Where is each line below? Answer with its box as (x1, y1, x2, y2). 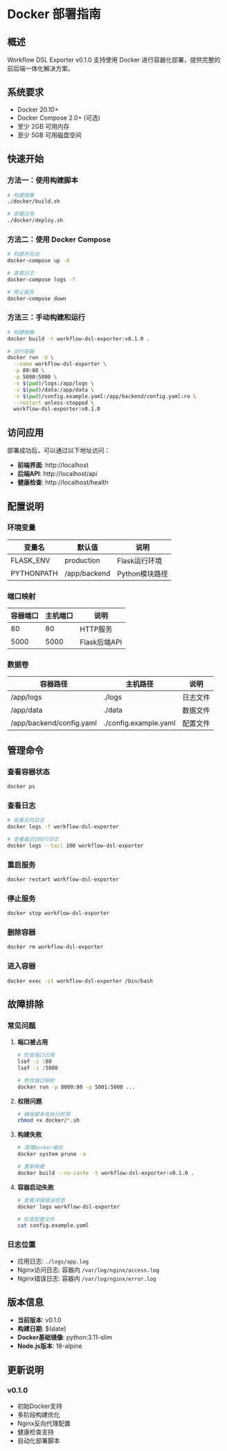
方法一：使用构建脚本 (7, 176, 78, 185)
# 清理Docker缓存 (17, 1144, 64, 1151)
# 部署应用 (7, 210, 35, 218)
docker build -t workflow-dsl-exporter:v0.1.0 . (7, 335, 150, 343)
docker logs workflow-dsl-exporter (17, 1203, 120, 1210)
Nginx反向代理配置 (17, 1419, 71, 1427)
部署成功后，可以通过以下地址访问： (7, 446, 111, 455)
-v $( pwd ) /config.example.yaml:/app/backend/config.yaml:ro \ (13, 392, 197, 400)
